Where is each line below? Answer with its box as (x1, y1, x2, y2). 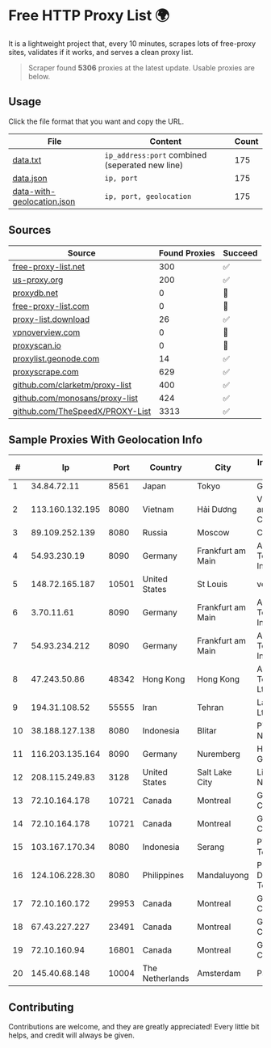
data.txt (12, 154, 42, 166)
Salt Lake (197, 767, 232, 778)
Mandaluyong (197, 870, 249, 881)
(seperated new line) (104, 159, 184, 171)
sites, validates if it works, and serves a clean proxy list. (8, 47, 194, 57)
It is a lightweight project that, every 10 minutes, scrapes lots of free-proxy (8, 38, 256, 49)
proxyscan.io (12, 340, 62, 351)
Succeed (223, 247, 258, 259)
